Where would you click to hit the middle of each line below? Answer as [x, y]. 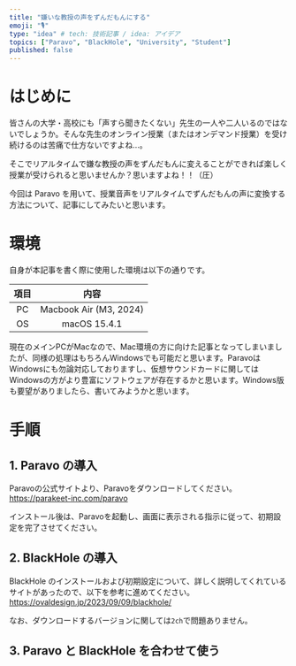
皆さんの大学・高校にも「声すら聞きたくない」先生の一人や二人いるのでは [144, 123]
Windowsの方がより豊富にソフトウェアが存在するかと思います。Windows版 [147, 380]
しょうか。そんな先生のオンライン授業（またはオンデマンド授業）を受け [156, 134]
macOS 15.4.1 [92, 324]
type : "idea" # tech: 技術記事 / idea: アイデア [95, 34]
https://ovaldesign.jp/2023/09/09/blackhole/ [91, 601]
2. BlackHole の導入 [63, 558]
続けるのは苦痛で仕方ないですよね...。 [78, 145]
